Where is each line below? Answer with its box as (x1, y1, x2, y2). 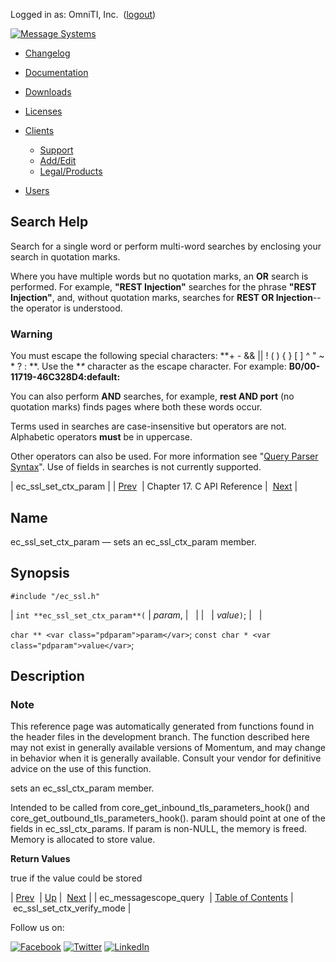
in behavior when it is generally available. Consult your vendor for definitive (10, 752, 322, 764)
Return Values (10, 853, 71, 865)
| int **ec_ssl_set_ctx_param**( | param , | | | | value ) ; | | (10, 609, 263, 621)
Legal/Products (39, 165, 103, 177)
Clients (24, 125, 55, 136)
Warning (10, 327, 53, 341)
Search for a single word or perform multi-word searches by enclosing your (10, 240, 322, 252)
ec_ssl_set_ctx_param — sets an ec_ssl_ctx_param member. (10, 535, 257, 548)
